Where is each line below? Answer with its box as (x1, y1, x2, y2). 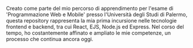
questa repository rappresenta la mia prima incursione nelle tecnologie (6, 17, 177, 24)
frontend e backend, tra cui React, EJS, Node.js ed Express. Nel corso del (6, 23, 184, 30)
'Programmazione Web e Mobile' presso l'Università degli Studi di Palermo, (6, 11, 188, 18)
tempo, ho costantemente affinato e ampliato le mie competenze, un (6, 29, 171, 36)
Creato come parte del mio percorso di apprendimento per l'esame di (6, 5, 174, 12)
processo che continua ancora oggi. (6, 36, 94, 42)
